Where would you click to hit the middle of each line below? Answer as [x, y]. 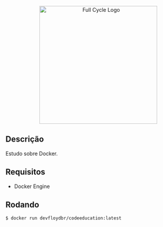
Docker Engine [32, 186]
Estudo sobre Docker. [32, 153]
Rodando [22, 205]
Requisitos [25, 172]
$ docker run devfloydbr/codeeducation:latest [64, 218]
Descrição [25, 139]
